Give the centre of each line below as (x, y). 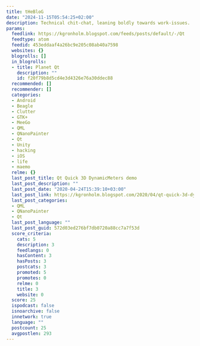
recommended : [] (32, 84)
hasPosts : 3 (32, 261)
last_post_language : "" (41, 223)
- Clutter (24, 112)
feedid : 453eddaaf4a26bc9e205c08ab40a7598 (65, 45)
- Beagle (22, 106)
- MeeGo (21, 123)
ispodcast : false (33, 306)
